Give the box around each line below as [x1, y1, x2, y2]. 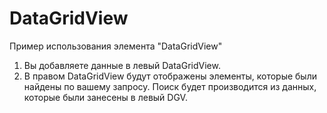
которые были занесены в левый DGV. [23, 91, 188, 103]
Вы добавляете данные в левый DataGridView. [23, 59, 221, 71]
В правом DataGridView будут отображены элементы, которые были [23, 70, 317, 82]
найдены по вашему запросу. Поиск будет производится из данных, [23, 80, 317, 92]
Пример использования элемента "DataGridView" [9, 40, 223, 52]
